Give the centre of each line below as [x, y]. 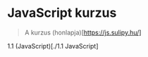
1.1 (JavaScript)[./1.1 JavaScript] [53, 46]
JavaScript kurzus [62, 13]
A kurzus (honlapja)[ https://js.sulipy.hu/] [83, 32]
